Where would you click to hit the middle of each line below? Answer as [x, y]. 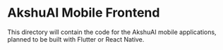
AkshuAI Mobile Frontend [84, 13]
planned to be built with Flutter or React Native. [76, 39]
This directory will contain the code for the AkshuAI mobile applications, [112, 32]
